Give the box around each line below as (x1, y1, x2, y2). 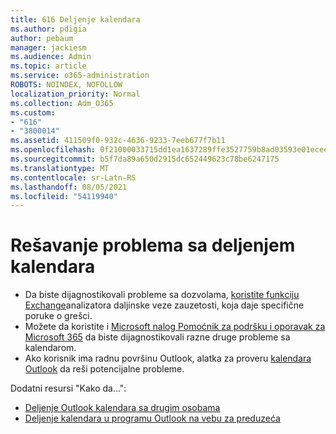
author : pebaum (10, 33, 74, 43)
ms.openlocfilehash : (10, 145, 97, 155)
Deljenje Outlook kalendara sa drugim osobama (24, 402, 221, 414)
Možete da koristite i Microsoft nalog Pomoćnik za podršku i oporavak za (24, 321, 326, 333)
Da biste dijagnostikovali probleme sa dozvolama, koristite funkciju (24, 289, 300, 301)
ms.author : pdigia (10, 24, 87, 34)
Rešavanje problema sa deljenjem (10, 234, 296, 257)
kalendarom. (24, 342, 77, 354)
